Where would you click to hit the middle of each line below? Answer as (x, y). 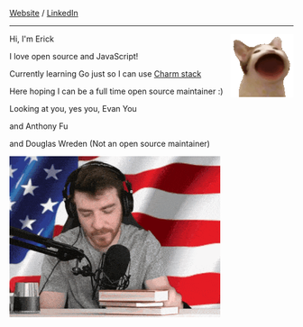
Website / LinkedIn (44, 13)
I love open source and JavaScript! (74, 56)
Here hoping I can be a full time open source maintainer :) (116, 91)
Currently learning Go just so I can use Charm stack (106, 74)
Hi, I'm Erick (32, 39)
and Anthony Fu (39, 126)
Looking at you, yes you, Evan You (73, 109)
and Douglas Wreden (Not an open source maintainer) (110, 144)
